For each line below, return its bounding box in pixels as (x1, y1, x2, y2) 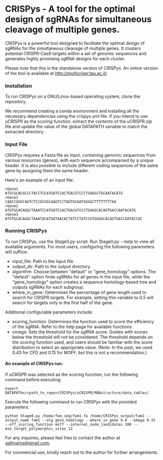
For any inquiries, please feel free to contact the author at (5, 435, 121, 441)
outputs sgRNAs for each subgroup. (12, 284, 85, 290)
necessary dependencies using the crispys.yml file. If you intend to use (5, 113, 148, 119)
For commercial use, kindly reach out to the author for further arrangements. (5, 449, 159, 456)
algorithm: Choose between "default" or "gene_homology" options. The (12, 269, 156, 275)
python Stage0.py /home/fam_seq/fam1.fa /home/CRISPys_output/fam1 (5, 414, 145, 419)
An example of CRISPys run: (5, 361, 63, 367)
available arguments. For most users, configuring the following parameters (5, 243, 155, 249)
